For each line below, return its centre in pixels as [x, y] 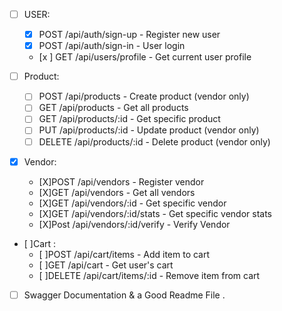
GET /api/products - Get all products [113, 108]
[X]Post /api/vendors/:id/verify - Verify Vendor [134, 224]
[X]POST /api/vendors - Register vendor [121, 181]
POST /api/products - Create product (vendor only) [144, 96]
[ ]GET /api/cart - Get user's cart [106, 265]
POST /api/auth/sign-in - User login [112, 46]
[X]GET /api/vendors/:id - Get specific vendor [132, 203]
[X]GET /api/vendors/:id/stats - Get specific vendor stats [155, 213]
